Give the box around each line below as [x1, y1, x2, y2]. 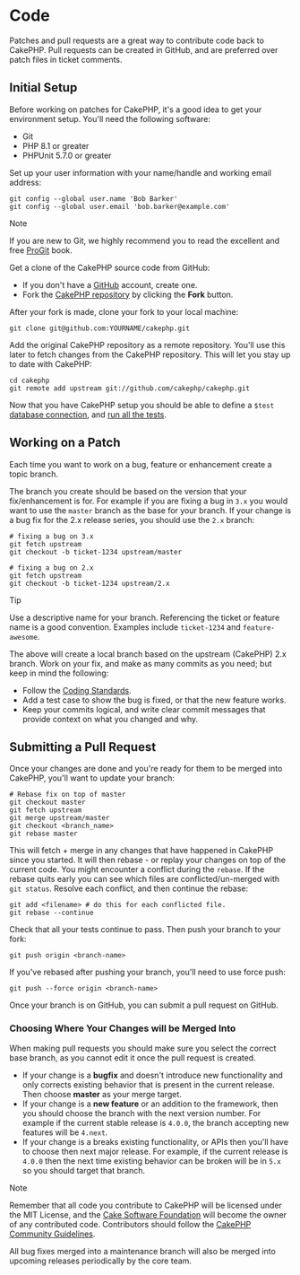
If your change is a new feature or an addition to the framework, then [21, 1098, 279, 1109]
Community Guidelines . [9, 1228, 96, 1239]
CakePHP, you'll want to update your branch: [9, 773, 175, 783]
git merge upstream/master [9, 814, 110, 823]
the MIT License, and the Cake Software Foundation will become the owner [9, 1209, 287, 1220]
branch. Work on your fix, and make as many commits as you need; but [9, 658, 272, 668]
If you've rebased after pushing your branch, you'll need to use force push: [9, 966, 287, 978]
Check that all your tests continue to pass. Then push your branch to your [9, 924, 281, 935]
